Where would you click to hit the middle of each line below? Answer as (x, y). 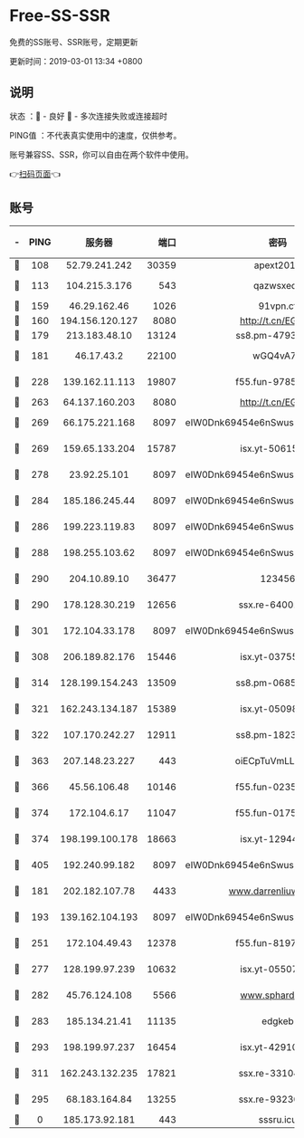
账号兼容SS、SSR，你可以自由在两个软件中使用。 (101, 154)
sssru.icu (278, 1119)
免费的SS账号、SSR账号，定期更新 (74, 42)
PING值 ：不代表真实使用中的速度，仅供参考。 (95, 135)
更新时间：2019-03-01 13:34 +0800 (76, 61)
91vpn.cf (278, 306)
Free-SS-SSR (60, 16)
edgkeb (278, 1021)
